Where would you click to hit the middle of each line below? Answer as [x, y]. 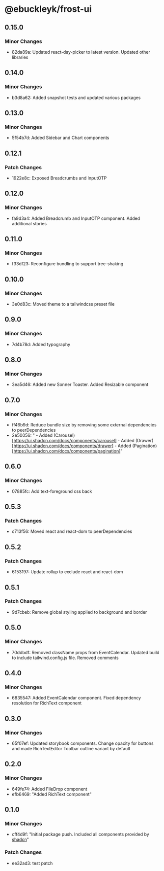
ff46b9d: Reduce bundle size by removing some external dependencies [84, 425]
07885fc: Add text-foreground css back [52, 491]
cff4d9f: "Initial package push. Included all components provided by [80, 835]
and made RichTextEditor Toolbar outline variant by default [71, 748]
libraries [20, 57]
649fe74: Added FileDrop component [49, 789]
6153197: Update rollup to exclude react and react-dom [67, 572]
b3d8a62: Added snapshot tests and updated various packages [76, 98]
